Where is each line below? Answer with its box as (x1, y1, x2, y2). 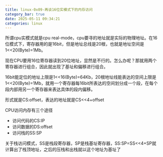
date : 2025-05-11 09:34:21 (5, 16, 60, 21)
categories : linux (5, 21, 43, 26)
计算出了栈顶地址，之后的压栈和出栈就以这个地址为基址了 (5, 147, 121, 153)
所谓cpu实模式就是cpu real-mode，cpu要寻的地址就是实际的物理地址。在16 (5, 35, 158, 41)
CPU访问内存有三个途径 (5, 107, 53, 113)
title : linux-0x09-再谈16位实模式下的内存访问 (5, 7, 93, 12)
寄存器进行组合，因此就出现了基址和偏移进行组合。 (5, 64, 108, 70)
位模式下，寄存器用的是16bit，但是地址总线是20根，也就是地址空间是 (5, 41, 144, 47)
